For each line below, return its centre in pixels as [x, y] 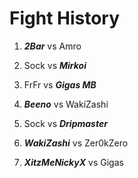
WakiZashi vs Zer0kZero [76, 143]
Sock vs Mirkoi [55, 65]
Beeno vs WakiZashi [66, 104]
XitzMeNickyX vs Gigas [73, 162]
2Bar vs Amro [52, 46]
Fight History [65, 18]
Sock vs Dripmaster [65, 123]
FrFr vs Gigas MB [60, 84]
